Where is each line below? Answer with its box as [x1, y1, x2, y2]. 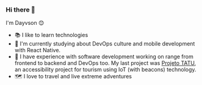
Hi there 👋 [5, 5, 36, 14]
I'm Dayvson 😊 [5, 19, 45, 27]
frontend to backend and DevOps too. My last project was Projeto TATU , [14, 59, 197, 67]
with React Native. [14, 47, 61, 54]
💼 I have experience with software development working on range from [14, 53, 193, 60]
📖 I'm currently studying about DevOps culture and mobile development [14, 40, 195, 47]
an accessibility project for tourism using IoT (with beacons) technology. [14, 66, 197, 73]
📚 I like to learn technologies [14, 32, 88, 39]
